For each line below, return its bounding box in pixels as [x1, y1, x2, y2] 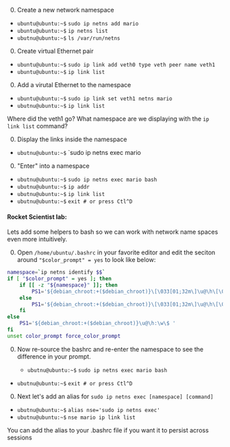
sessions [7, 433, 32, 442]
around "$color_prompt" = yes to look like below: [16, 256, 156, 264]
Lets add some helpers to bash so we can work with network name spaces [7, 228, 218, 236]
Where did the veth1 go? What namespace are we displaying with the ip [7, 114, 209, 123]
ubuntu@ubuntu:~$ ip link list [16, 69, 105, 75]
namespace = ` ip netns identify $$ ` [7, 269, 106, 276]
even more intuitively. [7, 235, 68, 243]
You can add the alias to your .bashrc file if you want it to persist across [7, 426, 209, 434]
